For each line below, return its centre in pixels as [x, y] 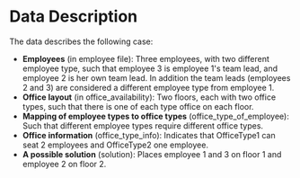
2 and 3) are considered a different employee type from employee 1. [148, 87]
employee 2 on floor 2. [64, 164]
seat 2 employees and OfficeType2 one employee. [115, 145]
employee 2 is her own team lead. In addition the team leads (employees [156, 77]
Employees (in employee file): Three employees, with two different [146, 58]
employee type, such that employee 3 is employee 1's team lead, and [150, 68]
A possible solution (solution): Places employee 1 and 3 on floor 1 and [152, 154]
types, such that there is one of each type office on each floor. [138, 106]
